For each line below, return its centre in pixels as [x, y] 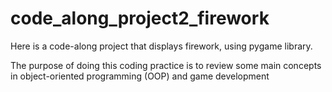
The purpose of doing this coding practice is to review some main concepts [166, 65]
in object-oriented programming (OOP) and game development [140, 76]
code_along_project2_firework [140, 18]
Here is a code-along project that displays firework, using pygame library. [161, 46]
